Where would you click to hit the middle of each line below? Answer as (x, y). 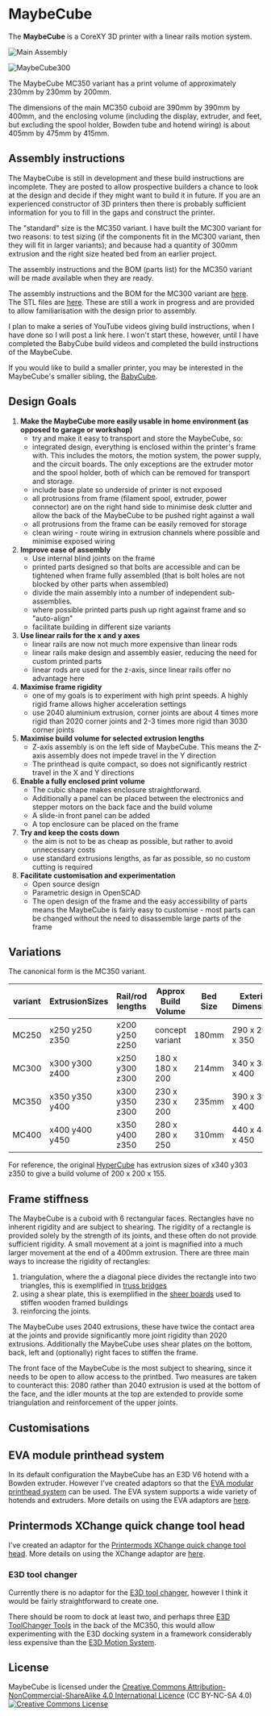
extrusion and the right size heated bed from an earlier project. (113, 253)
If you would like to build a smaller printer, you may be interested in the (126, 367)
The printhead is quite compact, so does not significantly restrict (140, 764)
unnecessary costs (64, 850)
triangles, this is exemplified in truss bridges (93, 1286)
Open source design (66, 883)
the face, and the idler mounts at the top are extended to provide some (126, 1394)
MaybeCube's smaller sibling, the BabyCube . (83, 376)
